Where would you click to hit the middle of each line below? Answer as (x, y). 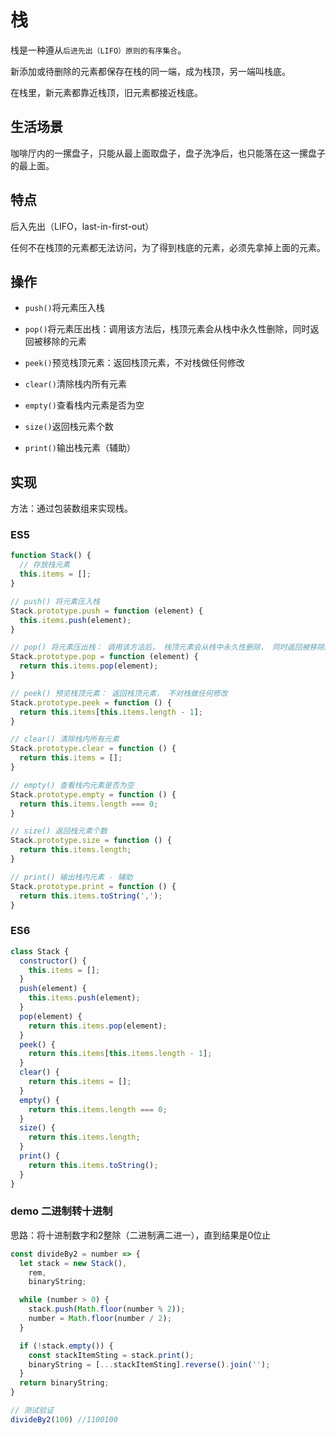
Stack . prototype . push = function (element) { (106, 611)
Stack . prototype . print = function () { (93, 886)
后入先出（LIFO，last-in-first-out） (82, 226)
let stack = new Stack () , (73, 1263)
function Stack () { (51, 556)
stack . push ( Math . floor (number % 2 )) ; (107, 1309)
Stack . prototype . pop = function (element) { (104, 657)
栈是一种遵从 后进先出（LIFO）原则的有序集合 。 (98, 50)
